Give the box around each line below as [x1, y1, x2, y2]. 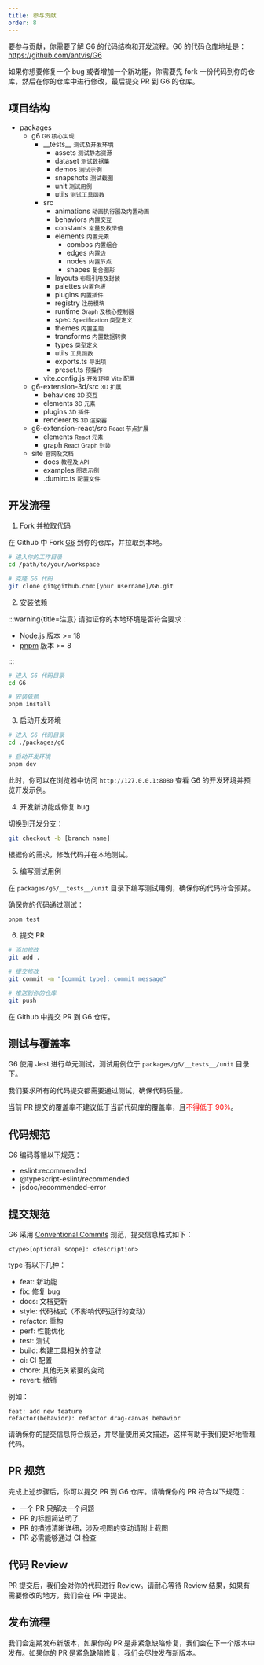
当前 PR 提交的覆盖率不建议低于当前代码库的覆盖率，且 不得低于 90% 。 [8, 1103, 238, 1112]
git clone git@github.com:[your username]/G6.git [8, 582, 174, 590]
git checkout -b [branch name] [8, 834, 111, 842]
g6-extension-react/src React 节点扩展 [31, 424, 149, 433]
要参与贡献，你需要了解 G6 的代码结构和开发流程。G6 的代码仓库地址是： [8, 41, 247, 51]
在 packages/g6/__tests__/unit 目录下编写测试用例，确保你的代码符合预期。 [8, 882, 255, 893]
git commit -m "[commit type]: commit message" [8, 975, 167, 983]
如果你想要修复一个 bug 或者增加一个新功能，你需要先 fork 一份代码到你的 [8, 66, 248, 76]
